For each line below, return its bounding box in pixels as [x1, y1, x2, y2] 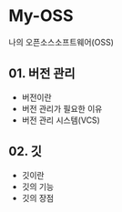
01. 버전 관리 [8, 66, 76, 82]
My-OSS [8, 5, 74, 26]
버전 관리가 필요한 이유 [21, 103, 103, 114]
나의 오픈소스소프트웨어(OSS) [8, 36, 115, 47]
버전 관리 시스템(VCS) [21, 115, 101, 126]
